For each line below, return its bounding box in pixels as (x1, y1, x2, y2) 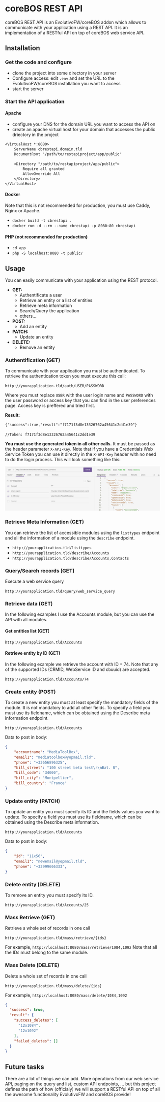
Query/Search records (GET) (5, 567, 75, 574)
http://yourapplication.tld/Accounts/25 (5, 902, 89, 907)
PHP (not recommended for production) (5, 234, 88, 239)
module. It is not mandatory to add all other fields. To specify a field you (5, 705, 151, 711)
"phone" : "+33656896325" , (14, 760, 67, 765)
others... (19, 313, 37, 319)
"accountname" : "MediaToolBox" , (14, 749, 80, 754)
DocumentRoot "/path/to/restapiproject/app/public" (14, 151, 122, 157)
